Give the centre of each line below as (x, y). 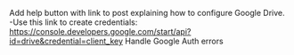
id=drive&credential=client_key (66, 41)
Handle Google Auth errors (174, 41)
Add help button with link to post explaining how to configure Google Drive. (147, 13)
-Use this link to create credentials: (73, 22)
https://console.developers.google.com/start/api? (100, 31)
